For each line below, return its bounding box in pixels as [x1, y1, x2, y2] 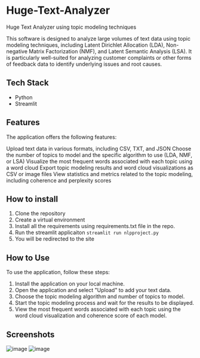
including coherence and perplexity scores [6, 177, 112, 184]
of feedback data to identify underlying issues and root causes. [6, 60, 162, 68]
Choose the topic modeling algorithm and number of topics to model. [14, 293, 185, 300]
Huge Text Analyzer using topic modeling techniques [6, 23, 137, 31]
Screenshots [6, 329, 55, 339]
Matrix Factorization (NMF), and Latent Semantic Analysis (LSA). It [29, 47, 192, 54]
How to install [6, 194, 59, 204]
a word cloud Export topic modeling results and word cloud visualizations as [6, 164, 194, 171]
